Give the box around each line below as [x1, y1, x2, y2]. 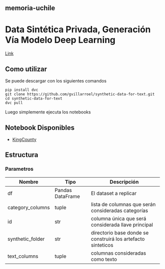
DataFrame [55, 192, 80, 199]
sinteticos [90, 241, 114, 248]
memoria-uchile [5, 4, 55, 12]
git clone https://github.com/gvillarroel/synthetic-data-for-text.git [5, 92, 155, 97]
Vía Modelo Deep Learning [5, 34, 116, 45]
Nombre [19, 178, 38, 185]
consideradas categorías [90, 207, 148, 214]
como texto [90, 256, 117, 263]
